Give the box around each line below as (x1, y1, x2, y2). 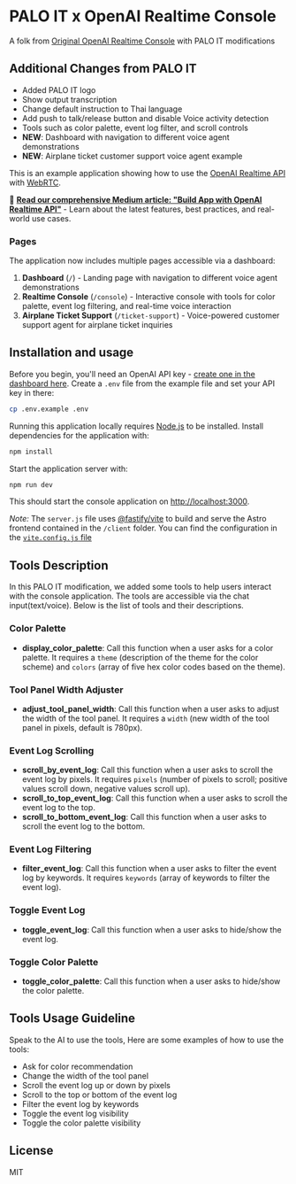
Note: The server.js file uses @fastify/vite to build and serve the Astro (9, 514, 267, 524)
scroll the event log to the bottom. (21, 821, 146, 832)
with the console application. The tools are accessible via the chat (9, 591, 250, 601)
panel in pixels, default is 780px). (21, 722, 143, 732)
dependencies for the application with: (9, 429, 150, 440)
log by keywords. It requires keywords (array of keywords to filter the (21, 872, 270, 883)
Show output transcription (21, 94, 118, 104)
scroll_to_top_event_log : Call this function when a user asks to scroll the (21, 793, 288, 803)
